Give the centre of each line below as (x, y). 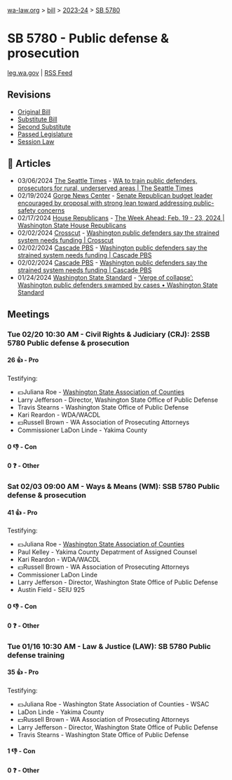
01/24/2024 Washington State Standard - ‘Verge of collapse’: (105, 277)
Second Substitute (44, 126)
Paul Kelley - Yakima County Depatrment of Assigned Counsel (107, 552)
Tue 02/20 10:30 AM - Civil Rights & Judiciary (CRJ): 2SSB (109, 334)
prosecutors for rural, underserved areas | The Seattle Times (105, 188)
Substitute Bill (37, 119)
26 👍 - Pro (23, 360)
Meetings (29, 314)
